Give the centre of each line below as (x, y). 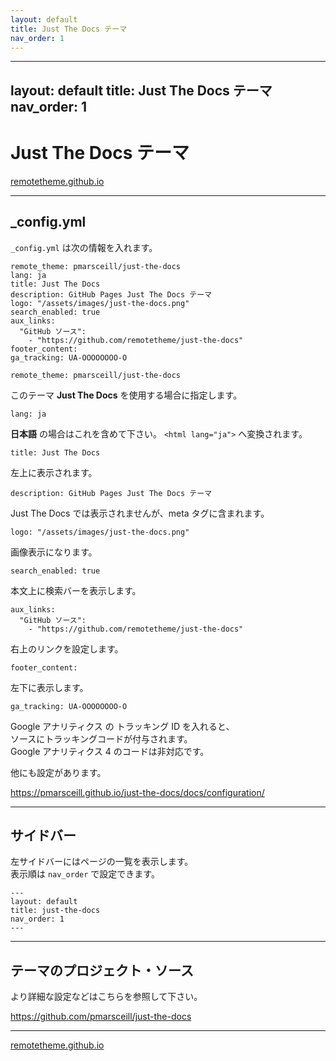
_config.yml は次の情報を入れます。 (84, 247)
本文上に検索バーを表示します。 (76, 590)
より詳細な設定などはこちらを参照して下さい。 (106, 997)
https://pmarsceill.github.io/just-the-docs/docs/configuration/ (137, 792)
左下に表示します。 (49, 687)
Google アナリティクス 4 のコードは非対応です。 (110, 751)
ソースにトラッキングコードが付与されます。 (101, 738)
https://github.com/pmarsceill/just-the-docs (101, 1017)
